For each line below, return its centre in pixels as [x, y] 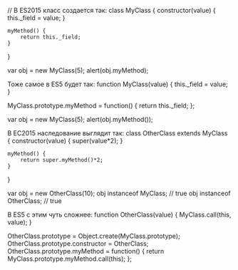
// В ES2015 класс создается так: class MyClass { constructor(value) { [112, 10]
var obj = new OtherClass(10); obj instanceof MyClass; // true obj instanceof [119, 193]
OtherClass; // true [35, 201]
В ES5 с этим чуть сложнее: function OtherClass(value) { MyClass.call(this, [119, 214]
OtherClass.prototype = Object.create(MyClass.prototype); [94, 236]
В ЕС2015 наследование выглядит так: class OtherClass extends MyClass [118, 133]
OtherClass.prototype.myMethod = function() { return [86, 251]
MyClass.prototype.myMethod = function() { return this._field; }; [101, 105]
